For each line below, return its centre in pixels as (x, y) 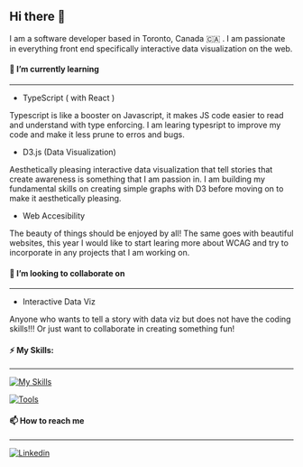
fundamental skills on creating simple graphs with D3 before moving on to (147, 189)
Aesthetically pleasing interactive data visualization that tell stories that (141, 170)
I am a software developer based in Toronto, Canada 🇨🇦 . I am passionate (147, 38)
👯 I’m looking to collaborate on (67, 273)
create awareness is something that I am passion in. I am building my (138, 179)
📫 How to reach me (47, 421)
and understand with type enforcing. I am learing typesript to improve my (145, 125)
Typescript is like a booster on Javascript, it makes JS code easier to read (147, 116)
